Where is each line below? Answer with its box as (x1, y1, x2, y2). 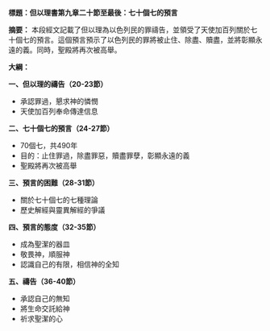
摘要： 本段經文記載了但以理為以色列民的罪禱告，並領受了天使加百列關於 (8, 25, 251, 35)
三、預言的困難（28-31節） (8, 178, 99, 188)
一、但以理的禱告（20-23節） (8, 80, 108, 89)
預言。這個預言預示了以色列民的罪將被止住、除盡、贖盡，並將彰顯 (35, 35, 255, 44)
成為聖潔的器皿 (19, 239, 70, 249)
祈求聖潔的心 (19, 314, 63, 323)
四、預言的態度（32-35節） (8, 222, 101, 232)
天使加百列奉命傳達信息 (19, 106, 98, 116)
